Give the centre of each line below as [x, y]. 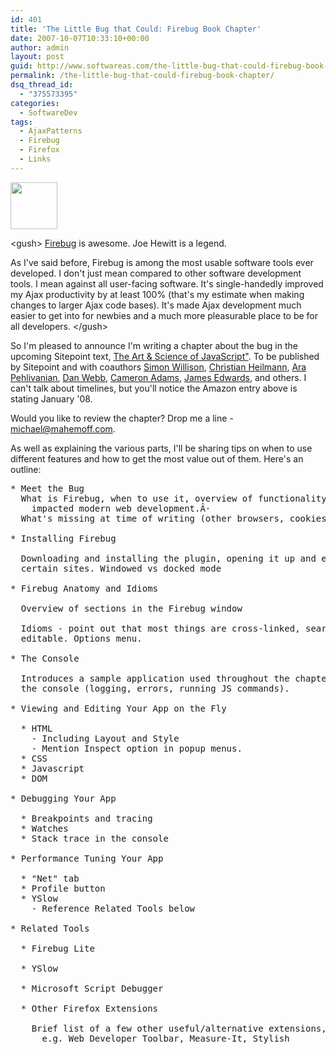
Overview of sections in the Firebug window [131, 608]
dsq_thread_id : [42, 85]
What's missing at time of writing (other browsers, [152, 518]
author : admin [40, 47]
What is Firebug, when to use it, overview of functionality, [176, 498]
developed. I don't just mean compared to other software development [156, 273]
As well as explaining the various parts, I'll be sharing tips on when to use [161, 448]
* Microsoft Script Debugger [92, 988]
